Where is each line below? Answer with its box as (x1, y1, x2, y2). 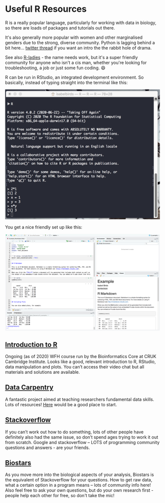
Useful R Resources (5, 3, 87, 15)
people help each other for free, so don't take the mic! (5, 493, 114, 499)
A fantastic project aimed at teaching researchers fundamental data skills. (5, 396, 155, 402)
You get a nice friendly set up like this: (5, 224, 82, 230)
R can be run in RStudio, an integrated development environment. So (5, 74, 144, 80)
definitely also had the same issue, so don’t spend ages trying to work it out (5, 434, 159, 440)
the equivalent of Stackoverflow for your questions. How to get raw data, (5, 477, 152, 483)
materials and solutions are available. (5, 369, 80, 375)
